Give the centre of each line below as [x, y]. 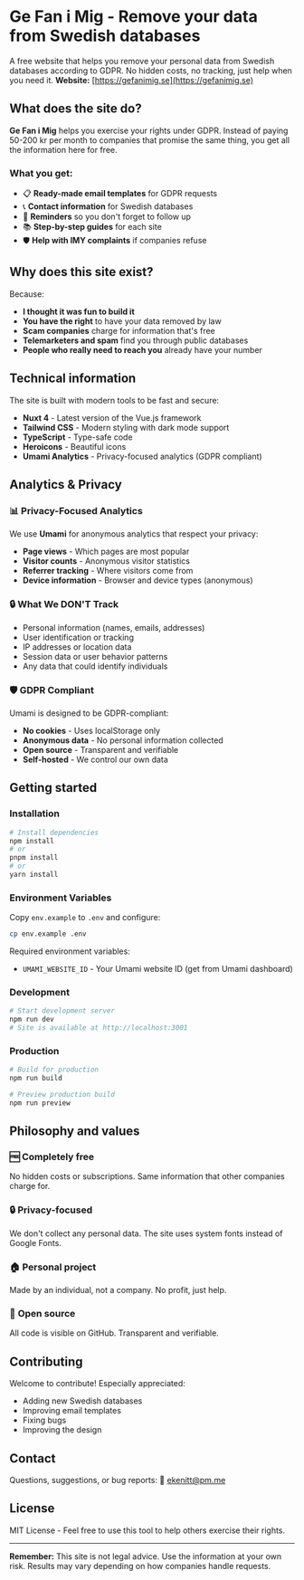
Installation [35, 814]
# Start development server [62, 1011]
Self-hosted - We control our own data [95, 759]
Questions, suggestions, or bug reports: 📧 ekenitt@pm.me [118, 1480]
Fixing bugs [44, 1420]
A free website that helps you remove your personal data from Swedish [142, 61]
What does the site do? [76, 109]
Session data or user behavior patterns [95, 656]
